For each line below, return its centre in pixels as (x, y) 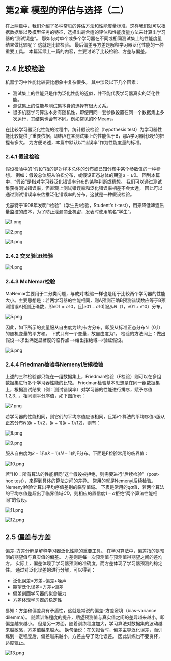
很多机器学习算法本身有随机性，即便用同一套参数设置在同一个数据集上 (86, 112)
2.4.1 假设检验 (22, 156)
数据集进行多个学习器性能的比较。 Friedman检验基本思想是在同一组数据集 (83, 383)
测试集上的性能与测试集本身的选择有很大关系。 (62, 106)
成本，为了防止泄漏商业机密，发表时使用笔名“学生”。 (78, 212)
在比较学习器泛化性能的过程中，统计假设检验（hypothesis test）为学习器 (81, 129)
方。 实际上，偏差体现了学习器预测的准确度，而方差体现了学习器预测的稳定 (84, 563)
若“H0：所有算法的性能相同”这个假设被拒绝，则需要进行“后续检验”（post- (83, 474)
